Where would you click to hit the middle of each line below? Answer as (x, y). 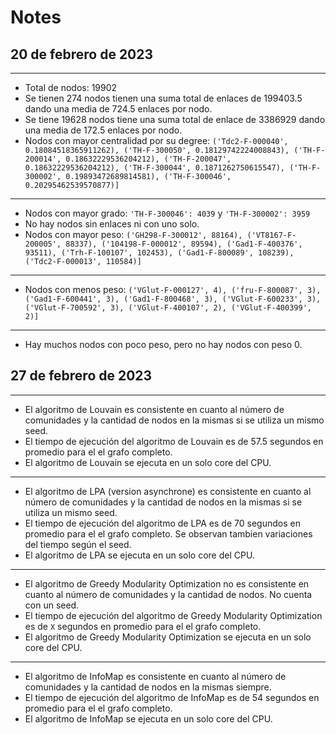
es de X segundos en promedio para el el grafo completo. (143, 626)
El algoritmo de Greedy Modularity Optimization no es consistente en (167, 583)
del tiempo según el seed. (78, 544)
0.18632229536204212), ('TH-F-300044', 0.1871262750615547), (155, 168)
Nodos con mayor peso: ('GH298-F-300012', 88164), (133, 234)
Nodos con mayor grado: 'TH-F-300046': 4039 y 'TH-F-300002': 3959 (167, 213)
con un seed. (52, 605)
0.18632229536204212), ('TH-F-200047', (148, 159)
